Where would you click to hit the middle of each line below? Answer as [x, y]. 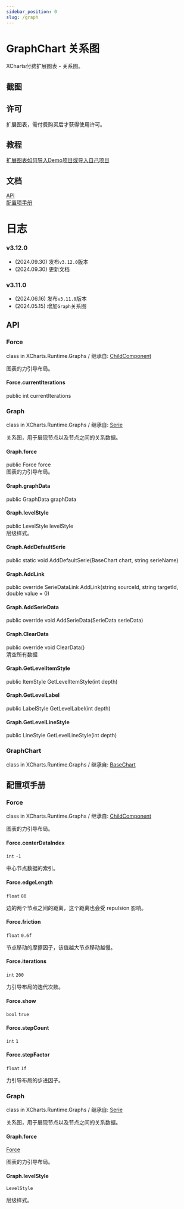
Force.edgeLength [30, 883]
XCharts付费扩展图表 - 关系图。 [45, 66]
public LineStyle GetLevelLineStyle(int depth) [62, 736]
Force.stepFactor [28, 1055]
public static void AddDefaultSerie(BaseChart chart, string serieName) [92, 560]
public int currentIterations [39, 395]
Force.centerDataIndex [35, 843]
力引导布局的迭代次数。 [35, 987]
